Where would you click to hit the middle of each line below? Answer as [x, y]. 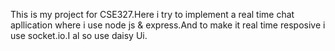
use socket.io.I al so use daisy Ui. [79, 35]
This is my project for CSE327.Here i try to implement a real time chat [152, 14]
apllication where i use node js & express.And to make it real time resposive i [168, 25]
